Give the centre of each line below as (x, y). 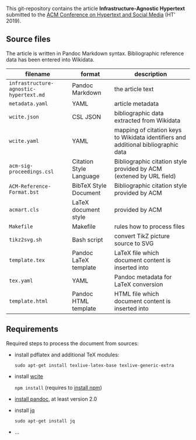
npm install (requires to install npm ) (58, 387)
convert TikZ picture (142, 236)
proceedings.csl (32, 171)
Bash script (87, 239)
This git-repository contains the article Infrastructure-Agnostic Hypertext (96, 8)
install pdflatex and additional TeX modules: (67, 355)
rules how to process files (149, 226)
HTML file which (136, 294)
